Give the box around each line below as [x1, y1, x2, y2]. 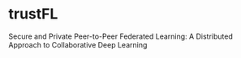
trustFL [8, 5, 58, 23]
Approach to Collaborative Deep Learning [8, 39, 148, 49]
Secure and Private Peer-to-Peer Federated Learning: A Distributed [8, 31, 233, 41]
